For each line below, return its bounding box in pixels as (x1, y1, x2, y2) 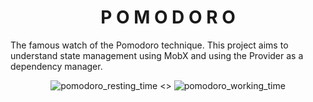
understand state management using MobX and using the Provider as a (10, 49, 304, 61)
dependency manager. (10, 60, 103, 72)
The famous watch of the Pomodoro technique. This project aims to (10, 39, 289, 51)
